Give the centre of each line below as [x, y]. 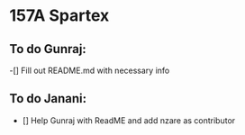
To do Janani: [48, 99]
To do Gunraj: [48, 49]
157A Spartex [59, 16]
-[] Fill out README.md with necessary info [90, 70]
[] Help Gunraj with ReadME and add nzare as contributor [129, 120]
